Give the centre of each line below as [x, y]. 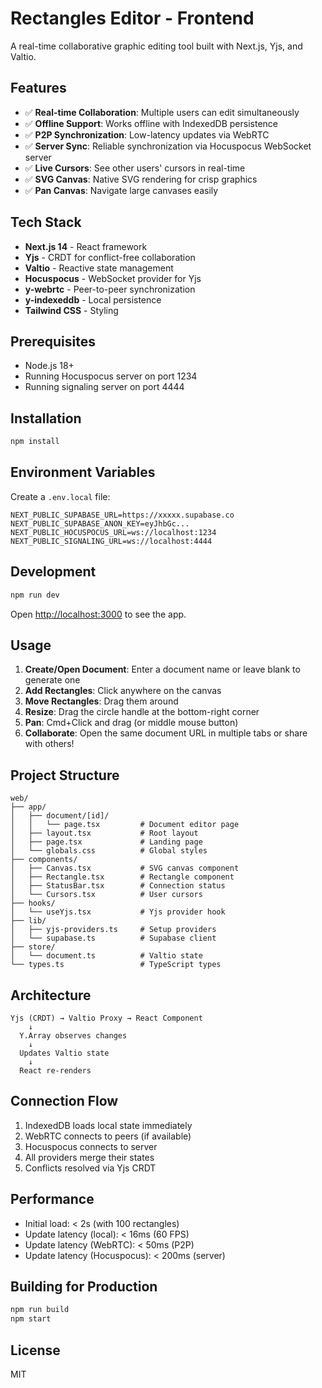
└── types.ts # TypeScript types [116, 965]
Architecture [51, 995]
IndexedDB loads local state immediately [108, 1125]
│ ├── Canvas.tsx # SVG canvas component [125, 868]
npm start [31, 1319]
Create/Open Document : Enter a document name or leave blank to [162, 669]
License [35, 1350]
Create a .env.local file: [60, 496]
